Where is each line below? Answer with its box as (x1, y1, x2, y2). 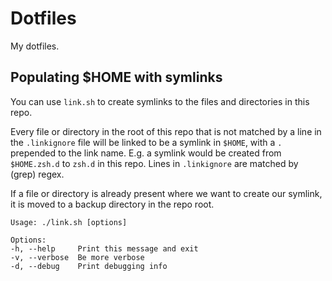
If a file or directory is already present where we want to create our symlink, (10, 187, 323, 199)
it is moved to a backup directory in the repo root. (10, 198, 215, 210)
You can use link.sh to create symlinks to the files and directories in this (10, 95, 310, 107)
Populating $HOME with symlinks (10, 69, 223, 86)
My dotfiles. (10, 40, 60, 52)
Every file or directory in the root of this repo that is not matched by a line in (10, 125, 322, 137)
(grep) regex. (10, 168, 65, 180)
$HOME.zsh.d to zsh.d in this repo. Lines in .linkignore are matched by (10, 157, 299, 169)
